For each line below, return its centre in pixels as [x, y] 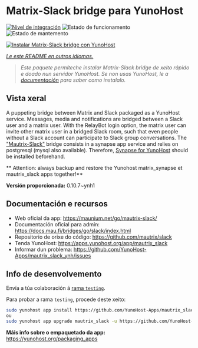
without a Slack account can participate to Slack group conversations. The [97, 138]
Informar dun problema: [43, 249]
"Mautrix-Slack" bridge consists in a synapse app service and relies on [92, 144]
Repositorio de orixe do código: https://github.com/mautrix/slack [93, 237]
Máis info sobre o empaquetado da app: [56, 332]
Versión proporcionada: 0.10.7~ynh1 [51, 185]
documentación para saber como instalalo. [73, 80]
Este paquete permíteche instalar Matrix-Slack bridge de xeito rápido [105, 67]
